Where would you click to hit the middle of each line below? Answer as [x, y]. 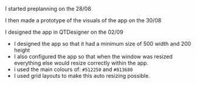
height [22, 50]
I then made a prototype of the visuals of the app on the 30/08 [83, 20]
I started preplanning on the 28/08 [48, 9]
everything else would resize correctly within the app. [81, 63]
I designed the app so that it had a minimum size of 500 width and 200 [102, 44]
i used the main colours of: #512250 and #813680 [73, 69]
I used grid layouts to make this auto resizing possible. [82, 76]
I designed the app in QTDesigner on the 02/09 [64, 32]
